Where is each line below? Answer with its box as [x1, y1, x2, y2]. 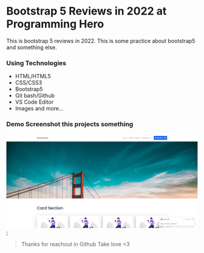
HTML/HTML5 [15, 73, 52, 80]
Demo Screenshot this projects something [6, 120, 134, 129]
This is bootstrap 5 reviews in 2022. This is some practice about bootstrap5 [6, 37, 195, 44]
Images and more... [15, 105, 64, 112]
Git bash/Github [15, 92, 55, 100]
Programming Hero [6, 17, 104, 31]
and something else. [6, 44, 58, 51]
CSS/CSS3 [15, 79, 42, 86]
